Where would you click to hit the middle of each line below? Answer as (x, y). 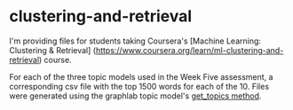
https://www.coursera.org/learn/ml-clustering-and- (190, 50)
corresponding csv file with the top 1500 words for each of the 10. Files (139, 86)
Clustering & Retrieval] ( (52, 50)
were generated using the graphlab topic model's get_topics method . (135, 96)
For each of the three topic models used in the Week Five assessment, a (141, 76)
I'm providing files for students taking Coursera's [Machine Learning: (135, 41)
